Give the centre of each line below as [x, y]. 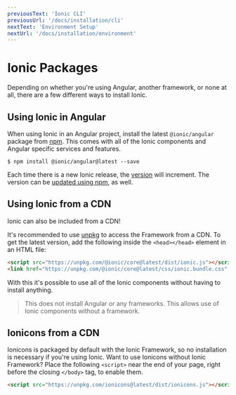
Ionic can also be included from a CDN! [64, 221]
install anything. [30, 290]
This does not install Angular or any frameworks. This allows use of [122, 303]
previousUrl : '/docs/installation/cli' [66, 20]
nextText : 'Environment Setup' [53, 27]
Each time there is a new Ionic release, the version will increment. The [108, 175]
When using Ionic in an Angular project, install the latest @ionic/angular [111, 134]
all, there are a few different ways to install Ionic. [77, 95]
